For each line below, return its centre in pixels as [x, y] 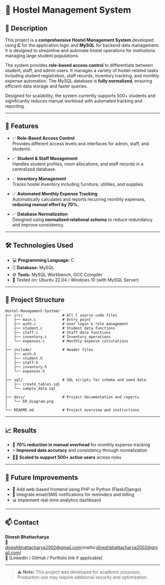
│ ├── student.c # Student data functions [60, 328]
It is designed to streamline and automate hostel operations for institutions [80, 50]
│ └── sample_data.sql [30, 389]
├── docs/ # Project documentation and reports [72, 397]
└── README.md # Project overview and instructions [72, 410]
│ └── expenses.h [25, 371]
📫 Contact [22, 523]
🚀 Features [22, 126]
